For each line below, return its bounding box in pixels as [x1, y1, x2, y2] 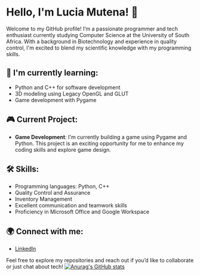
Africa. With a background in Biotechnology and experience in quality [6, 38, 177, 45]
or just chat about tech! [6, 263, 64, 271]
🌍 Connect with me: [6, 226, 84, 237]
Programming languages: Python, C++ [14, 183, 110, 190]
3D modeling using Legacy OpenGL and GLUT [14, 90, 129, 97]
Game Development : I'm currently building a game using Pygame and [14, 133, 187, 140]
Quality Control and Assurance [14, 189, 91, 197]
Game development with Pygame [14, 96, 97, 103]
